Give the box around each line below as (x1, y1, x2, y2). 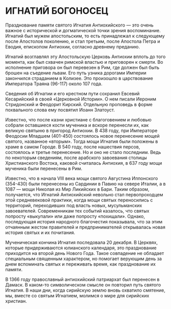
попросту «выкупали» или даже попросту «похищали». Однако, (5, 213, 145, 219)
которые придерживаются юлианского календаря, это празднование (5, 245, 157, 251)
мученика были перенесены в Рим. (5, 165, 82, 171)
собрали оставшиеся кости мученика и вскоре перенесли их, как (5, 122, 149, 128)
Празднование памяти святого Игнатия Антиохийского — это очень (5, 22, 154, 28)
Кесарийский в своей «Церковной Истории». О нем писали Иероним (5, 96, 157, 102)
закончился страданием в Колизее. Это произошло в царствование (5, 75, 154, 81)
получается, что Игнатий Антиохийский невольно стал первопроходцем (5, 191, 163, 197)
